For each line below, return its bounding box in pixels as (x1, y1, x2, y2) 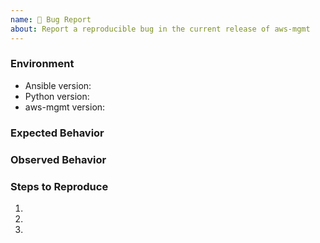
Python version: (24, 90, 90, 102)
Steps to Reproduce (10, 179, 109, 193)
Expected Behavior (10, 126, 105, 140)
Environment (10, 57, 75, 71)
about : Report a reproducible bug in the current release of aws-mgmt (10, 24, 311, 34)
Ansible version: (24, 79, 92, 91)
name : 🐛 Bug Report (10, 14, 92, 25)
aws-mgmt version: (24, 101, 106, 113)
